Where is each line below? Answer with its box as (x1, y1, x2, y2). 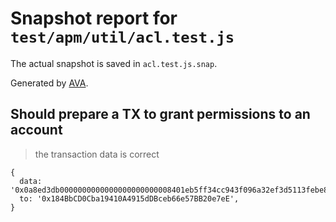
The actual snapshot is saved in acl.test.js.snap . (10, 57, 218, 69)
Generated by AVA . (10, 77, 89, 89)
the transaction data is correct (34, 148, 160, 160)
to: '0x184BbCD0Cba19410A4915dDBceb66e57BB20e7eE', (19, 193, 240, 204)
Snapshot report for (10, 7, 178, 30)
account (10, 122, 63, 139)
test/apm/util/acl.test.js (10, 28, 235, 47)
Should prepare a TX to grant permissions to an (10, 106, 311, 123)
